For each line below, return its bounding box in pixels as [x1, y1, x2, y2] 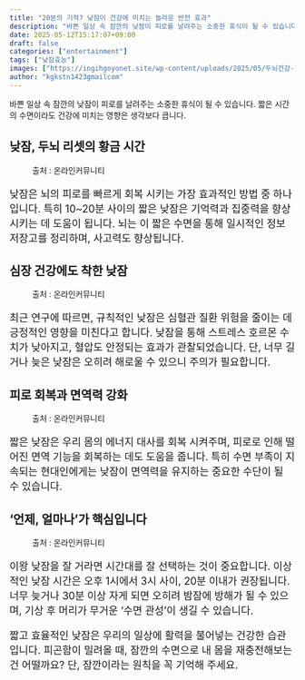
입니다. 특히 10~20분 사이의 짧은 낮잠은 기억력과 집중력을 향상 [9, 202, 291, 215]
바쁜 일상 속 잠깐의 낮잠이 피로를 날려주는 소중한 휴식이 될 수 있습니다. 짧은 [9, 98, 273, 109]
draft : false [9, 38, 59, 48]
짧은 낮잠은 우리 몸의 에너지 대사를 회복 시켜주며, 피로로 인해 [9, 436, 283, 449]
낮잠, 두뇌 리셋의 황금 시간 [9, 139, 145, 154]
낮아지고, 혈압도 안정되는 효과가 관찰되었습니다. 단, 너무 [31, 341, 283, 354]
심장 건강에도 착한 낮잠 [9, 262, 129, 278]
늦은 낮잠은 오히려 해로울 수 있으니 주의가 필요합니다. [31, 356, 271, 369]
